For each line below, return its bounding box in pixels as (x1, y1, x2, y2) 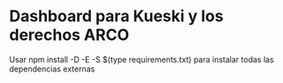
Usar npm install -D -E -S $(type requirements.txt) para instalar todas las (9, 54, 274, 64)
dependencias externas (9, 64, 96, 74)
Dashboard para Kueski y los (9, 6, 224, 26)
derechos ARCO (9, 25, 130, 45)
